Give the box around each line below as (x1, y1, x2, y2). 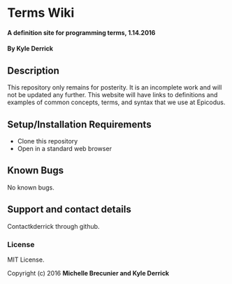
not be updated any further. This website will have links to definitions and (7, 91, 218, 99)
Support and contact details (7, 204, 131, 215)
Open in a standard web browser (17, 145, 112, 152)
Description (7, 64, 59, 76)
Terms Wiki (7, 5, 75, 21)
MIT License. (7, 255, 45, 264)
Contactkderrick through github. (7, 222, 100, 230)
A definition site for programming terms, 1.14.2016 (7, 28, 156, 36)
